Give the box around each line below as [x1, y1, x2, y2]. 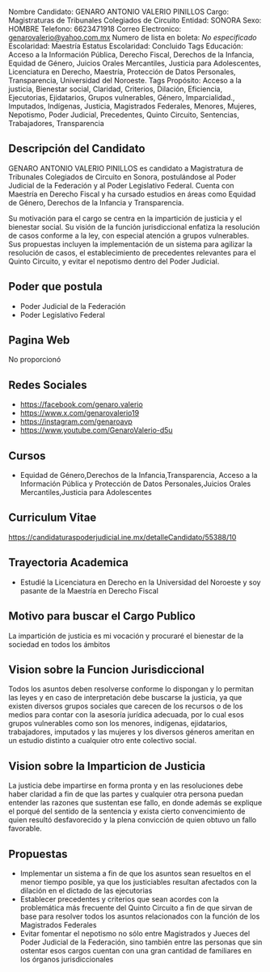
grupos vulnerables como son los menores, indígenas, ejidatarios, [8, 719, 228, 729]
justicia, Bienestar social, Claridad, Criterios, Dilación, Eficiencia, [8, 84, 223, 94]
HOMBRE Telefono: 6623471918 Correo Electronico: [8, 24, 182, 33]
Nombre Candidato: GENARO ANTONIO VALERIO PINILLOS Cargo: [8, 7, 229, 16]
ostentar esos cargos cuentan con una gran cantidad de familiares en [19, 945, 252, 955]
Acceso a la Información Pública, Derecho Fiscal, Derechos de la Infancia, [8, 50, 255, 59]
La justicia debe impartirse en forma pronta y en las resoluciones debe [8, 780, 244, 791]
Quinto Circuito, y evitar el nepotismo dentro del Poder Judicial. [8, 256, 220, 266]
